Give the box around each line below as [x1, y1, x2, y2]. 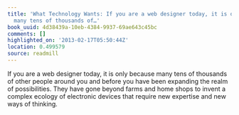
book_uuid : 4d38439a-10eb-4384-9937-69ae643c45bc [7, 23, 158, 31]
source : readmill [7, 50, 59, 57]
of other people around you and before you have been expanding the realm [7, 77, 228, 85]
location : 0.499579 [7, 43, 65, 50]
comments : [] [7, 30, 46, 38]
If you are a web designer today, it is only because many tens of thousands [7, 69, 228, 78]
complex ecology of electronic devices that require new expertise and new [7, 92, 226, 100]
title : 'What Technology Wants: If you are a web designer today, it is [7, 10, 228, 18]
